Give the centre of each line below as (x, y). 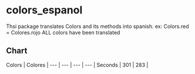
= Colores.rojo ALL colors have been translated (63, 32)
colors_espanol (44, 10)
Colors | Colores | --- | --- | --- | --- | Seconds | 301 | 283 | (77, 65)
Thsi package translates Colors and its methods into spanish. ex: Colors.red (97, 26)
